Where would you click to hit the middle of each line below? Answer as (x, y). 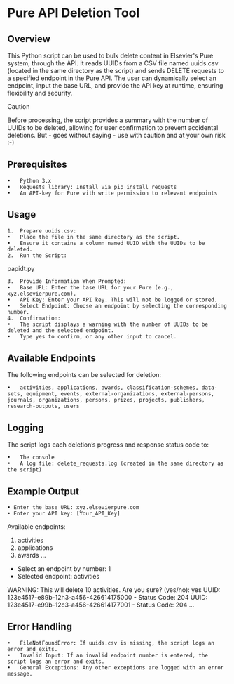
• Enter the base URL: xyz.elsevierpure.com (73, 508)
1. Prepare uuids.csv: (42, 231)
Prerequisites (37, 165)
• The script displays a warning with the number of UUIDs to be (108, 324)
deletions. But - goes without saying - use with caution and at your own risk (116, 135)
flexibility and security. (40, 93)
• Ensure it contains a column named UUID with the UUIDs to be (106, 243)
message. (20, 673)
